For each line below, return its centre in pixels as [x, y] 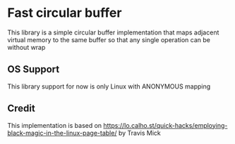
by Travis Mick [139, 133]
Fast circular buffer [65, 13]
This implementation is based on [55, 125]
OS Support [34, 69]
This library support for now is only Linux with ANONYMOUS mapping [109, 86]
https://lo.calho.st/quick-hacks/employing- [165, 125]
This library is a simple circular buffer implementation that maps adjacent [113, 32]
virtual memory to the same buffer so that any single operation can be [109, 39]
